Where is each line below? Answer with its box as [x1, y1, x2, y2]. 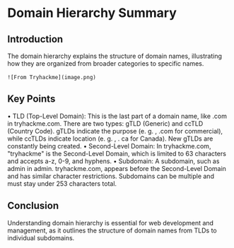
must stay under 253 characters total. [7, 179, 117, 188]
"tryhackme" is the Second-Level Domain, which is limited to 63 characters [7, 149, 226, 158]
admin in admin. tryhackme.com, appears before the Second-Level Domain [7, 164, 226, 172]
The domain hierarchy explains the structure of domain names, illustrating [7, 52, 223, 60]
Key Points [7, 93, 56, 105]
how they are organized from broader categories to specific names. [7, 59, 204, 68]
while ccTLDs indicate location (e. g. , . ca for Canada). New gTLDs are [7, 134, 213, 143]
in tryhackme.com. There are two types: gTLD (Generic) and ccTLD [7, 119, 204, 128]
